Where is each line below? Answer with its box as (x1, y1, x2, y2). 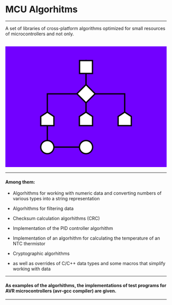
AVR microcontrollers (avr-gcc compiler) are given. (5, 288, 117, 294)
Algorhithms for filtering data (12, 205, 74, 212)
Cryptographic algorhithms (12, 250, 70, 256)
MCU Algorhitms (5, 4, 78, 15)
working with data (12, 266, 51, 272)
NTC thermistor (12, 241, 46, 247)
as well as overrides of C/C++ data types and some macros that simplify (12, 261, 165, 267)
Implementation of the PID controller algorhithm (12, 225, 114, 231)
